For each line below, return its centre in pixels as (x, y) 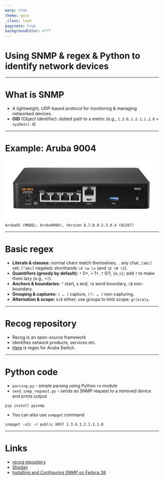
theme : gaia (17, 15)
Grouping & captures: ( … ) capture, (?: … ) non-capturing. (73, 294)
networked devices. (32, 114)
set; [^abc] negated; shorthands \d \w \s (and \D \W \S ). (70, 268)
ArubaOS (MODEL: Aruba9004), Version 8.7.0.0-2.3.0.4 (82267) (70, 225)
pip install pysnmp (25, 405)
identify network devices (57, 66)
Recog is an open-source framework (49, 337)
